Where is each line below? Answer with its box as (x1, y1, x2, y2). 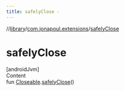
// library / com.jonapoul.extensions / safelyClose (6, 25, 120, 32)
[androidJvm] (6, 65, 40, 73)
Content (6, 72, 26, 79)
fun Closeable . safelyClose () (6, 78, 74, 85)
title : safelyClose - (6, 8, 60, 15)
